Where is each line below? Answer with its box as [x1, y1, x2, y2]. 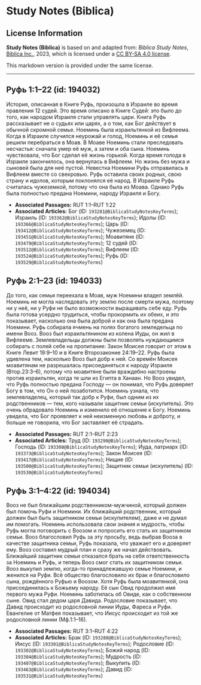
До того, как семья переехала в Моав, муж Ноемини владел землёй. [6, 291, 184, 299]
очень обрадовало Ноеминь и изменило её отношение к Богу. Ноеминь [6, 406, 191, 413]
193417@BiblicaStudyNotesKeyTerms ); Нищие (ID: [14, 456, 133, 463]
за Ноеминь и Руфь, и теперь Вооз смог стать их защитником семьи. [6, 559, 184, 566]
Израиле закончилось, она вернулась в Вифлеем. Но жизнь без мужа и [6, 157, 190, 165]
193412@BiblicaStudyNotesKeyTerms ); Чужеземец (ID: [14, 226, 146, 234]
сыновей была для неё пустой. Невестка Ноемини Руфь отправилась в [6, 164, 188, 171]
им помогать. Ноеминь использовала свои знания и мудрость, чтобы [6, 520, 185, 528]
